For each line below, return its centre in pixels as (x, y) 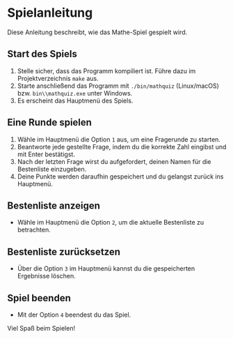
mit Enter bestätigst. (46, 154)
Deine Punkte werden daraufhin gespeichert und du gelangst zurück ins (120, 176)
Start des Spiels (42, 54)
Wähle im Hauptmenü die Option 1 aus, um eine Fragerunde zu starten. (119, 139)
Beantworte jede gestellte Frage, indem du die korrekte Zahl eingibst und (122, 146)
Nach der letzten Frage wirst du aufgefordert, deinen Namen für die (114, 161)
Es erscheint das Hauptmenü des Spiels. (75, 100)
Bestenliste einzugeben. (52, 169)
